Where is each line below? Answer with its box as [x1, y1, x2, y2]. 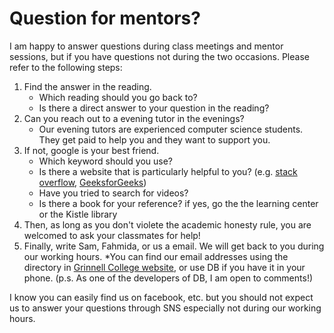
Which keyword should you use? [38, 155, 173, 167]
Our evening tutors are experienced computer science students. [38, 123, 304, 135]
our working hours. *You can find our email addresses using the [23, 250, 289, 262]
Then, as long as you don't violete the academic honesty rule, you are [23, 218, 312, 231]
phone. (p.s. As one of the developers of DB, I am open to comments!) [23, 272, 314, 284]
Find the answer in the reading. [23, 80, 152, 92]
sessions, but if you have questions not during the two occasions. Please [9, 50, 310, 62]
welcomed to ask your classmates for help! [23, 229, 201, 241]
